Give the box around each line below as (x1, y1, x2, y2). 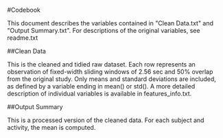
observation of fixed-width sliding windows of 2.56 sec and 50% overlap (7, 68, 213, 76)
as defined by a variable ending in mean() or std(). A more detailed (7, 82, 196, 90)
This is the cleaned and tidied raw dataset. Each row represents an (7, 60, 196, 68)
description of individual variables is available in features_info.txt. (7, 89, 192, 97)
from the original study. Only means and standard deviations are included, (7, 75, 216, 83)
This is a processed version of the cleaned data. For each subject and (7, 116, 204, 124)
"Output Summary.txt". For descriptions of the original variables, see (7, 27, 200, 34)
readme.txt (7, 34, 38, 42)
